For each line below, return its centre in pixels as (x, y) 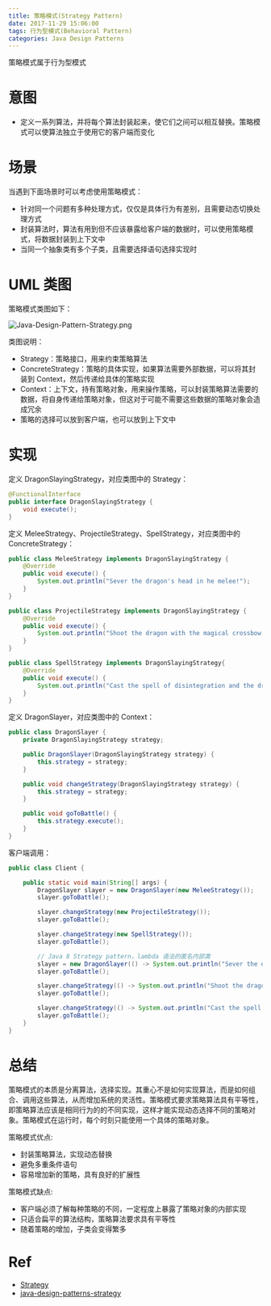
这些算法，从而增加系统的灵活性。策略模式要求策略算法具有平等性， (149, 1099)
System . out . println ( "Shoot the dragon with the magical (133, 634)
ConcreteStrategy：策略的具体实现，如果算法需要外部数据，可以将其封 (138, 369)
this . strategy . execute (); (81, 821)
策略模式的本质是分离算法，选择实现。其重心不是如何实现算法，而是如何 (128, 1089)
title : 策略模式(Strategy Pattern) (66, 16)
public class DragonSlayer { (57, 732)
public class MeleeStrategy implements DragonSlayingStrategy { (119, 558)
